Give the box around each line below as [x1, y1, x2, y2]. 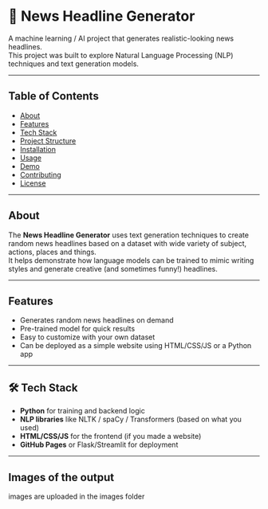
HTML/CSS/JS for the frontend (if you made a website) [19, 432, 202, 441]
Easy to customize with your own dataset [19, 332, 156, 342]
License [19, 178, 46, 188]
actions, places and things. [8, 247, 97, 256]
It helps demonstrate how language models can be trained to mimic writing [8, 255, 254, 265]
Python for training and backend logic [19, 406, 145, 416]
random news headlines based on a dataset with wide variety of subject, [8, 238, 247, 248]
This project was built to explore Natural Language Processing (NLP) [8, 50, 234, 60]
